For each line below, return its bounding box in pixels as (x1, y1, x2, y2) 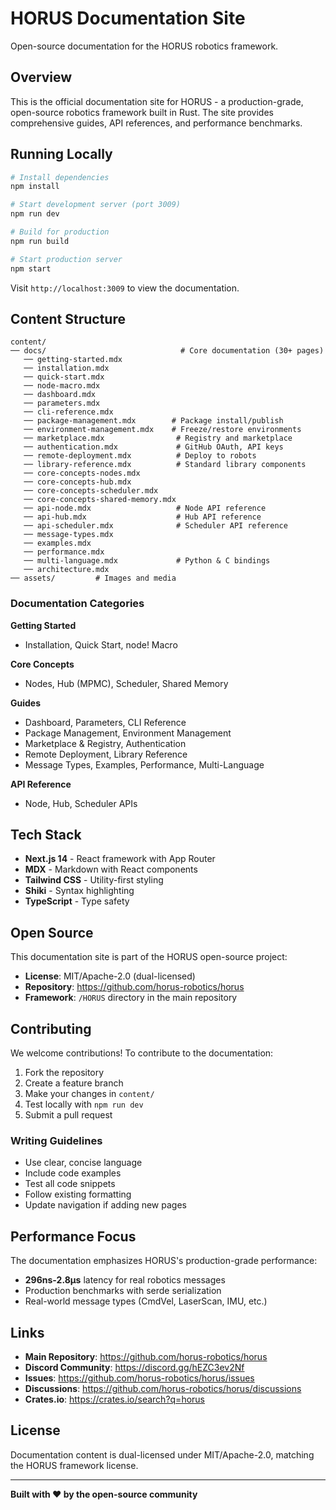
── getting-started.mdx (23, 355, 123, 365)
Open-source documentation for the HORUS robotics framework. (10, 40, 279, 52)
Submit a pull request (24, 1109, 113, 1121)
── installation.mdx (23, 363, 110, 374)
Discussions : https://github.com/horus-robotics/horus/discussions (24, 1383, 302, 1395)
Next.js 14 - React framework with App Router (24, 853, 216, 865)
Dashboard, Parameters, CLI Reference (24, 716, 187, 728)
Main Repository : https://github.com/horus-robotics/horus (24, 1351, 268, 1363)
